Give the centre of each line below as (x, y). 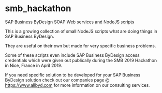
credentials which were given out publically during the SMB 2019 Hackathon (81, 60)
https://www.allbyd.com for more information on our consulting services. (77, 85)
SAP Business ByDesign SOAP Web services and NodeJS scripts (70, 22)
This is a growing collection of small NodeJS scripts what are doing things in (81, 31)
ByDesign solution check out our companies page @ (57, 80)
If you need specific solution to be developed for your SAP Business (73, 75)
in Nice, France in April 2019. (34, 65)
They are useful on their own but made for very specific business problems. (81, 46)
